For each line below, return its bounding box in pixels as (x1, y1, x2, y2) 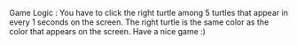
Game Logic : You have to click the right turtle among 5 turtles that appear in (9, 8, 288, 18)
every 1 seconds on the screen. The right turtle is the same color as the (9, 17, 270, 27)
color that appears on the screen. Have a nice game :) (9, 26, 207, 36)
